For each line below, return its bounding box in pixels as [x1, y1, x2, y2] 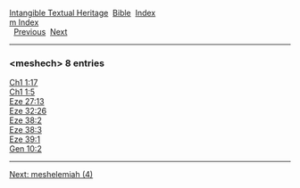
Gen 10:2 [9, 143, 42, 154]
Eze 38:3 [9, 125, 43, 135]
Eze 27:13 [9, 96, 45, 107]
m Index [9, 17, 39, 28]
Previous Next [12, 27, 68, 37]
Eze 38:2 [9, 115, 42, 126]
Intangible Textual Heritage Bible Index [9, 8, 156, 18]
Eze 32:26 [9, 106, 47, 117]
